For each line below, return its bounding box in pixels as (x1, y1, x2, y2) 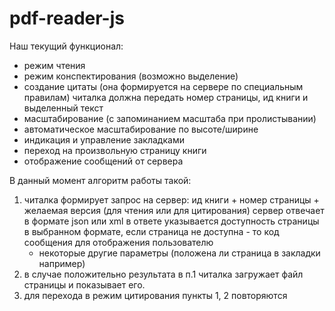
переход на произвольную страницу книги (23, 144, 207, 156)
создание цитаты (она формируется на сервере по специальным (23, 80, 304, 92)
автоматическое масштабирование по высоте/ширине (23, 123, 259, 135)
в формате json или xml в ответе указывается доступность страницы (23, 215, 320, 227)
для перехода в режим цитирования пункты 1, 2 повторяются (23, 289, 288, 301)
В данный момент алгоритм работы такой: (9, 174, 192, 186)
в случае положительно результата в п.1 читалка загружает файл (23, 268, 304, 280)
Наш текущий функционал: (9, 40, 124, 52)
